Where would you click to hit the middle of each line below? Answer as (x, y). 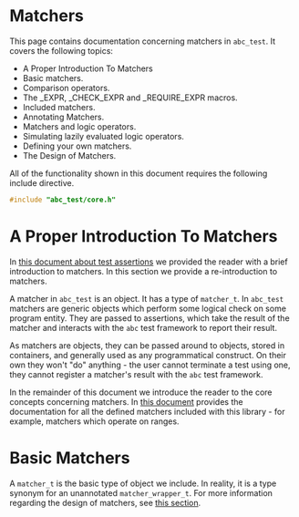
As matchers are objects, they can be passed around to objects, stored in (147, 345)
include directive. (42, 182)
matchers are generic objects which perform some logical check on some (148, 308)
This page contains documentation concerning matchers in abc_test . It (143, 41)
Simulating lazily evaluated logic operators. (103, 136)
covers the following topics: (62, 50)
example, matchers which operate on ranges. (94, 421)
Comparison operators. (66, 88)
